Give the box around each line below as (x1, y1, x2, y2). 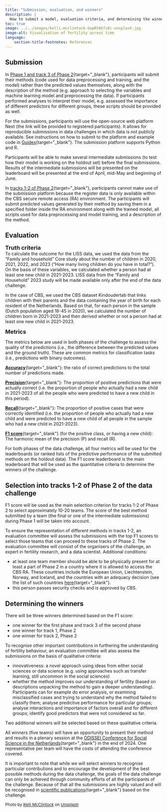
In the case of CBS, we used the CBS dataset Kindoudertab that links (5, 292, 147, 298)
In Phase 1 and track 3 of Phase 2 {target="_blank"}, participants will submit (5, 71, 160, 77)
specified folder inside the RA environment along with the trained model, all (5, 206, 159, 212)
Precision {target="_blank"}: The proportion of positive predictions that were (5, 379, 162, 386)
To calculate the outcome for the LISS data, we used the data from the (5, 251, 149, 257)
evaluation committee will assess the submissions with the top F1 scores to (5, 533, 159, 539)
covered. (5, 751, 23, 757)
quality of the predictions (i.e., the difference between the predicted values (5, 345, 159, 350)
